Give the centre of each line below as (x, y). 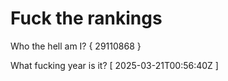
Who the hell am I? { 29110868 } (76, 46)
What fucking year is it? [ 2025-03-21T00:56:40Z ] (114, 65)
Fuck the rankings (86, 18)
